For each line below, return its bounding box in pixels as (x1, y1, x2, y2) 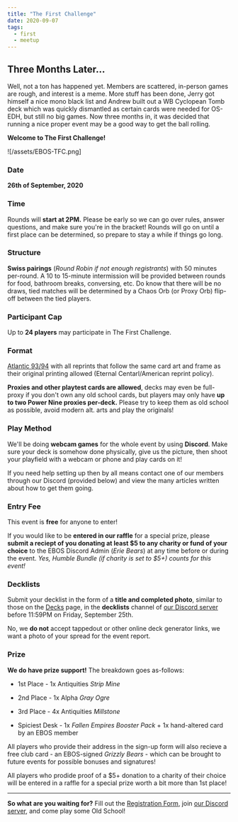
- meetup (13, 37, 40, 44)
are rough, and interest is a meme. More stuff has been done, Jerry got (7, 90, 215, 98)
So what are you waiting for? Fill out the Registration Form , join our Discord (7, 799, 229, 807)
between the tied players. (17, 294, 92, 303)
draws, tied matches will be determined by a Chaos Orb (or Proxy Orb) (7, 286, 213, 295)
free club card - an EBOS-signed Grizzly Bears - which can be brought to (7, 750, 222, 758)
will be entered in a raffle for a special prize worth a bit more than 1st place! (7, 779, 227, 787)
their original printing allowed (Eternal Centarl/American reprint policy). (7, 369, 215, 378)
